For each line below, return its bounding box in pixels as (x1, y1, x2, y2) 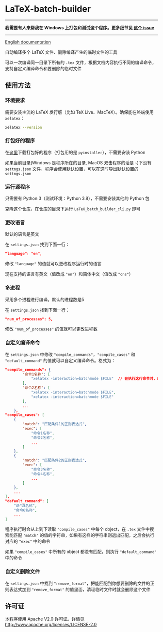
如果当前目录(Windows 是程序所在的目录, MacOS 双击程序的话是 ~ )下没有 (5, 159, 152, 165)
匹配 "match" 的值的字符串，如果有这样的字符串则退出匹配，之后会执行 (13, 533, 154, 538)
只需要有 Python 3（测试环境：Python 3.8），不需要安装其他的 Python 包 (5, 196, 149, 201)
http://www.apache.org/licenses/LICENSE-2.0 (5, 621, 97, 627)
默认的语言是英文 (5, 231, 39, 237)
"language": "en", (5, 251, 42, 257)
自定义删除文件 (5, 568, 40, 575)
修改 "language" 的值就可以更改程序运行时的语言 (5, 261, 102, 267)
